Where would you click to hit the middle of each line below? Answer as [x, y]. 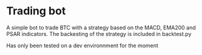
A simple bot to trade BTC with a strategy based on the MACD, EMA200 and [101, 27]
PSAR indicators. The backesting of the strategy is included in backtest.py [99, 33]
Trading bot [36, 11]
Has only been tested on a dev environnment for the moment [82, 45]
